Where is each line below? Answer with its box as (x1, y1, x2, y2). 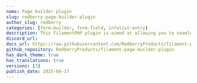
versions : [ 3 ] (6, 63, 41, 69)
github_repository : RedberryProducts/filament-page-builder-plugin (6, 47, 175, 53)
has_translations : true (6, 57, 64, 63)
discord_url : (6, 36, 38, 41)
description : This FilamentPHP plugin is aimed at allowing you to (6, 30, 175, 36)
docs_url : (6, 41, 30, 47)
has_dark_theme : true (6, 52, 59, 58)
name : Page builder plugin (6, 8, 72, 15)
